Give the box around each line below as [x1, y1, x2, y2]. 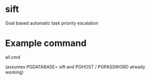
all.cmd [5, 54, 20, 60]
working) [5, 69, 24, 75]
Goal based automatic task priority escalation [5, 20, 98, 26]
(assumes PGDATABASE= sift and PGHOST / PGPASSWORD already [5, 63, 145, 69]
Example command [5, 37, 86, 49]
